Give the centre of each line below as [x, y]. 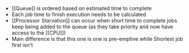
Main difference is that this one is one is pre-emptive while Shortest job [97, 39]
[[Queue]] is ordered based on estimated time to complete [81, 8]
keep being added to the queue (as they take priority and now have [92, 26]
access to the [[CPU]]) [38, 33]
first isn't [22, 45]
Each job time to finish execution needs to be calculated [79, 14]
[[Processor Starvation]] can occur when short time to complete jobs [94, 20]
